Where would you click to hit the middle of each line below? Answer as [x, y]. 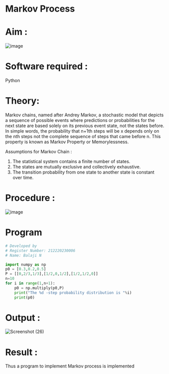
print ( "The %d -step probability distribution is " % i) [73, 293]
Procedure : [30, 198]
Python [13, 80]
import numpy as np [26, 264]
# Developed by [21, 246]
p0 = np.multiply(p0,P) [39, 288]
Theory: [22, 101]
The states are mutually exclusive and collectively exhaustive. [77, 167]
